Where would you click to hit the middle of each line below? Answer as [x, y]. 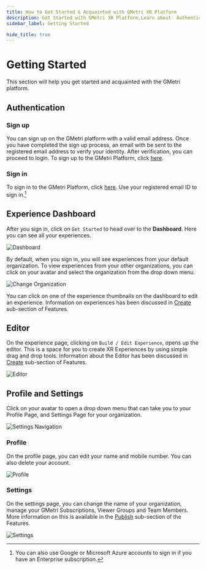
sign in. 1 [17, 194]
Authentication [36, 108]
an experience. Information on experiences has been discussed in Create [99, 302]
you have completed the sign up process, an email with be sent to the [94, 145]
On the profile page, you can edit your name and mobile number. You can [99, 456]
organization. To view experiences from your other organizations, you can [100, 265]
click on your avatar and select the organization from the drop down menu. [101, 272]
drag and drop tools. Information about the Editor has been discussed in [97, 356]
